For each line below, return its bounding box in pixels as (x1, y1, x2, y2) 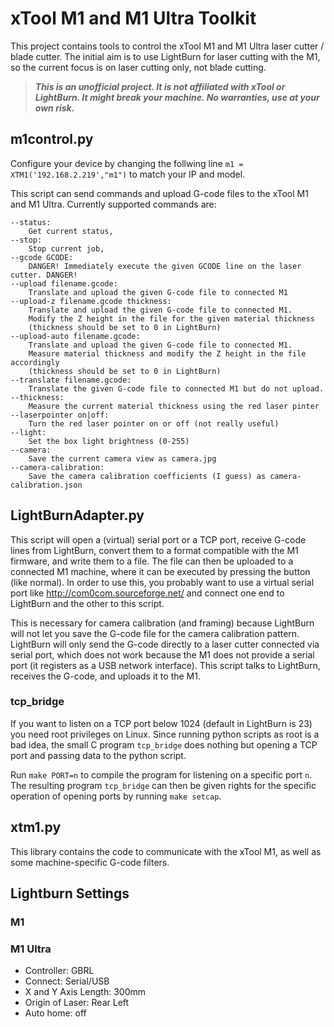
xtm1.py (10, 819, 62, 836)
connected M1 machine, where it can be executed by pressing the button (10, 565, 311, 577)
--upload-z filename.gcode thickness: (10, 296, 172, 306)
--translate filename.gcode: (10, 375, 132, 385)
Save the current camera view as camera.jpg (28, 453, 217, 464)
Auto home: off (24, 1007, 87, 1019)
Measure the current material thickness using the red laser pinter (28, 401, 320, 411)
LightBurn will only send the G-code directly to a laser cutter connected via (10, 638, 320, 650)
